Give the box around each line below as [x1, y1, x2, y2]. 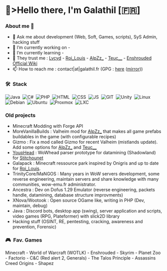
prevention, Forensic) [12, 224, 56, 230]
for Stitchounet [12, 155, 43, 161]
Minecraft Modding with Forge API [12, 123, 83, 129]
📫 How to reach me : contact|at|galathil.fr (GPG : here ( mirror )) [12, 66, 143, 72]
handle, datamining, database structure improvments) [12, 192, 123, 198]
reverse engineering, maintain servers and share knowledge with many [12, 176, 159, 182]
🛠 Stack [5, 81, 27, 88]
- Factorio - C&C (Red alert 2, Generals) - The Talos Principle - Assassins [5, 255, 156, 261]
